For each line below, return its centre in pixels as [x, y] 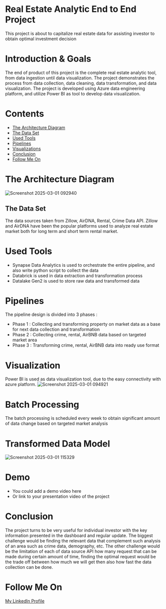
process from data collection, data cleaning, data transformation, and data [81, 83]
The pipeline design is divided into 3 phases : [51, 314]
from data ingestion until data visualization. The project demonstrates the [80, 77]
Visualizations [27, 149]
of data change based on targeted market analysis [56, 424]
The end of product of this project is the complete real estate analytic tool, [81, 73]
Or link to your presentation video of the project [61, 496]
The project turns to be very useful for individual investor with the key [76, 531]
